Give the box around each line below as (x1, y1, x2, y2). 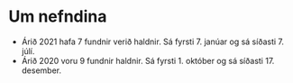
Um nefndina (8, 6, 107, 27)
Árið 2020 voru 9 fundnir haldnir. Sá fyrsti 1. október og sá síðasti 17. (21, 55, 275, 66)
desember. (21, 65, 62, 76)
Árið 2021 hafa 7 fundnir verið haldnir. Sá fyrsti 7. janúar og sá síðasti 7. (21, 36, 285, 47)
